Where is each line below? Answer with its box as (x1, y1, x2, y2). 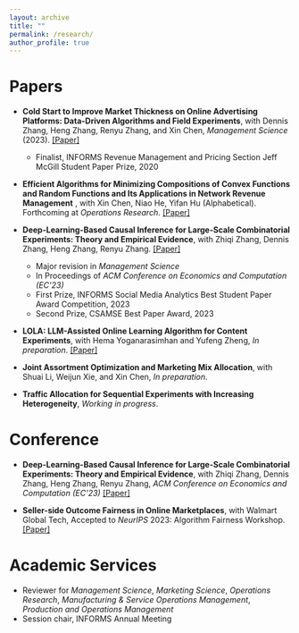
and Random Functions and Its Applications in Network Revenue (21, 189, 266, 199)
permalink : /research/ (9, 30, 94, 38)
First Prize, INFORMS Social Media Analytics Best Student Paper (35, 290, 272, 300)
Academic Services (9, 555, 157, 576)
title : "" (9, 21, 46, 30)
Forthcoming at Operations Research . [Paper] (21, 207, 190, 218)
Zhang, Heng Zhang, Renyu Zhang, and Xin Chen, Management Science (21, 125, 288, 136)
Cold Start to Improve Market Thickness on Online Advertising (21, 106, 259, 117)
